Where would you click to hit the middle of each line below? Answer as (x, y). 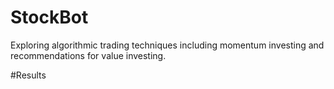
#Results (28, 75)
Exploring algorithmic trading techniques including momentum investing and (167, 45)
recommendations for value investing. (88, 55)
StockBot (49, 17)
